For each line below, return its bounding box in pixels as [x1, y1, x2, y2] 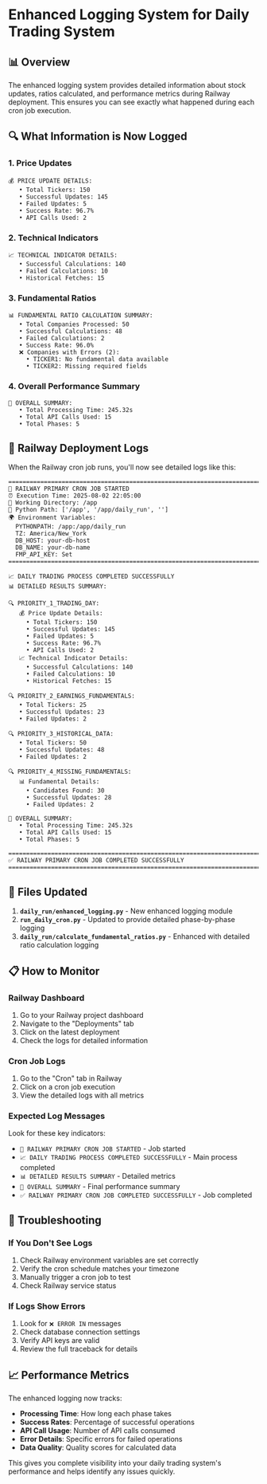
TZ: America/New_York [15, 530, 87, 538]
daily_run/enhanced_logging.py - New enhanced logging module [19, 906, 233, 916]
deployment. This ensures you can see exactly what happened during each [8, 97, 255, 107]
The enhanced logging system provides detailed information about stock [8, 80, 246, 89]
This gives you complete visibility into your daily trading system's [8, 1458, 222, 1468]
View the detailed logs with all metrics [19, 1090, 145, 1101]
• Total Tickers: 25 [18, 701, 87, 709]
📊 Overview [8, 55, 71, 69]
